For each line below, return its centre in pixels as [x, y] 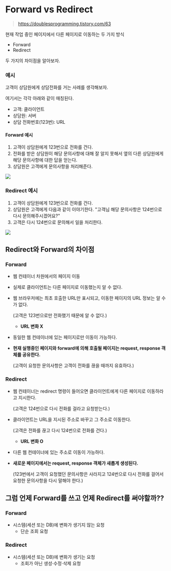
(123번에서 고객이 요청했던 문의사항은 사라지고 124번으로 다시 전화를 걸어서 [88, 474]
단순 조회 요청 [34, 531]
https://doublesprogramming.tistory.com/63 [64, 24]
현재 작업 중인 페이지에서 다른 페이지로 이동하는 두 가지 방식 [65, 34]
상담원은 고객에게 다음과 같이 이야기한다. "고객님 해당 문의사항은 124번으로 [88, 209]
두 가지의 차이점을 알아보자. [33, 61]
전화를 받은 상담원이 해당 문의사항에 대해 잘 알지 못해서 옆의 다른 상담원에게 [88, 154]
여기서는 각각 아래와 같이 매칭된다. [40, 98]
